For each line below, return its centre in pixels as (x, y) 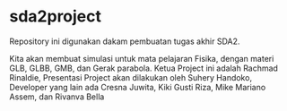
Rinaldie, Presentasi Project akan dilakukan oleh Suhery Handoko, (131, 77)
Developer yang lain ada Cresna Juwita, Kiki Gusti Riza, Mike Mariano (138, 87)
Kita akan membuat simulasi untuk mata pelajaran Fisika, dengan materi (142, 58)
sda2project (55, 17)
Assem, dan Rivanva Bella (57, 97)
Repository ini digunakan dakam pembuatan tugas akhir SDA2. (125, 41)
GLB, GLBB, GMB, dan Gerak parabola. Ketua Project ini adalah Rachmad (143, 68)
